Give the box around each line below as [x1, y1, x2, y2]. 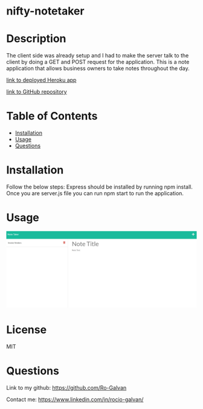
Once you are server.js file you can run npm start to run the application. [6, 190, 184, 197]
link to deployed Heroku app [6, 77, 77, 84]
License [6, 323, 47, 337]
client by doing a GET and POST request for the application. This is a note [6, 59, 190, 66]
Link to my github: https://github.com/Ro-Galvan [6, 384, 127, 391]
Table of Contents [6, 109, 98, 123]
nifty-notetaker [6, 4, 85, 18]
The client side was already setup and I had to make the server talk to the [6, 52, 189, 59]
